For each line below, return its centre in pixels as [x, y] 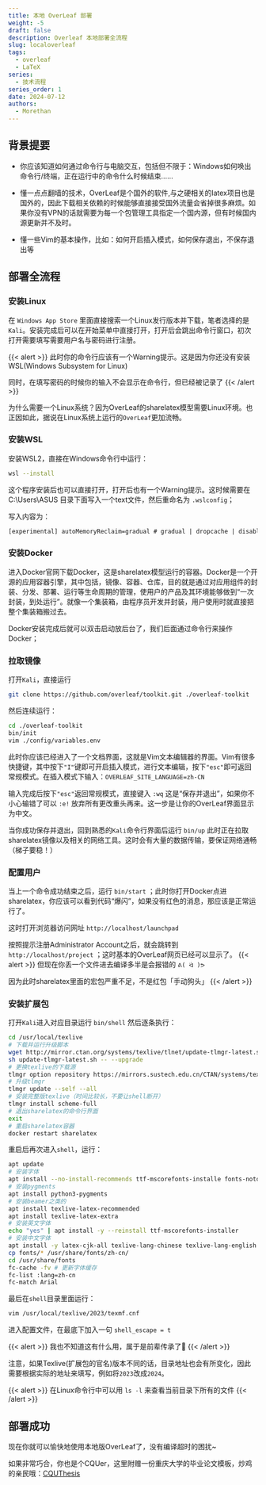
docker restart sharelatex [53, 1133]
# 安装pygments [32, 1187]
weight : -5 [26, 23]
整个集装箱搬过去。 [40, 611]
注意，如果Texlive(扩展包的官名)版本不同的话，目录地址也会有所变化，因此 [130, 1364]
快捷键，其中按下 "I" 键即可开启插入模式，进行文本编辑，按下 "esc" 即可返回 [130, 767]
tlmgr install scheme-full [53, 1104]
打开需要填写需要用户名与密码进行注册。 [74, 340]
